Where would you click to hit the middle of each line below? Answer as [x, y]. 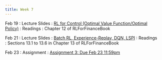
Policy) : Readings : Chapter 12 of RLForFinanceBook [58, 28]
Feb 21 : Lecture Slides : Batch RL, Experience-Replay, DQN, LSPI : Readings [81, 38]
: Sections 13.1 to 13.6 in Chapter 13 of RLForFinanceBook [62, 43]
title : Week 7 [19, 9]
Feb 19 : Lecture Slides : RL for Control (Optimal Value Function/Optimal [76, 23]
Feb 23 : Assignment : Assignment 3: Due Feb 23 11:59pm [63, 52]
